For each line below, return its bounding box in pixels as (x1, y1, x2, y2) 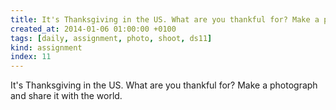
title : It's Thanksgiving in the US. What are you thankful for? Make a (10, 14, 320, 25)
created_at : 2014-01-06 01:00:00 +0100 (10, 24, 177, 34)
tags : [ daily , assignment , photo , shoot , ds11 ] (10, 33, 213, 43)
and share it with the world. (10, 90, 123, 102)
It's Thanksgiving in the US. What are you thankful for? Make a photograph (10, 79, 318, 91)
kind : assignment (10, 42, 83, 53)
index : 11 (10, 52, 52, 62)
